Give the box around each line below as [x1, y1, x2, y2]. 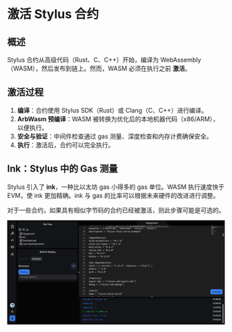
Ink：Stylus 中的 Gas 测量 [7, 163, 118, 175]
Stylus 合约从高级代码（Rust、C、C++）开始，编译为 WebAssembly [7, 56, 202, 64]
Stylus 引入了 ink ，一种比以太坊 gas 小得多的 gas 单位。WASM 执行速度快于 [7, 183, 225, 191]
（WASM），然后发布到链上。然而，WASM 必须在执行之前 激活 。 [7, 64, 191, 73]
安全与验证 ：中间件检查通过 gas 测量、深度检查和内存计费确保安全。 [17, 132, 213, 140]
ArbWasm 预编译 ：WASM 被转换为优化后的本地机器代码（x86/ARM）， [17, 115, 220, 123]
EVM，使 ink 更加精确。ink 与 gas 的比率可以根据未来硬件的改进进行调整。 [7, 191, 220, 199]
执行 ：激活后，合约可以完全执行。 [17, 140, 115, 149]
